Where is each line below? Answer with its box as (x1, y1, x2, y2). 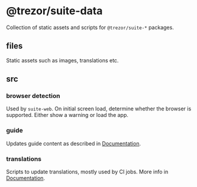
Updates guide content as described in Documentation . (6, 140, 141, 147)
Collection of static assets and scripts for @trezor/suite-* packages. (6, 24, 175, 31)
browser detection (6, 92, 60, 100)
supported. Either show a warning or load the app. (6, 112, 129, 119)
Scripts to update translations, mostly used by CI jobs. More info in (6, 168, 169, 176)
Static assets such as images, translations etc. (6, 56, 119, 64)
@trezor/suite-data (6, 4, 103, 18)
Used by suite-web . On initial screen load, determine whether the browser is (6, 105, 192, 112)
